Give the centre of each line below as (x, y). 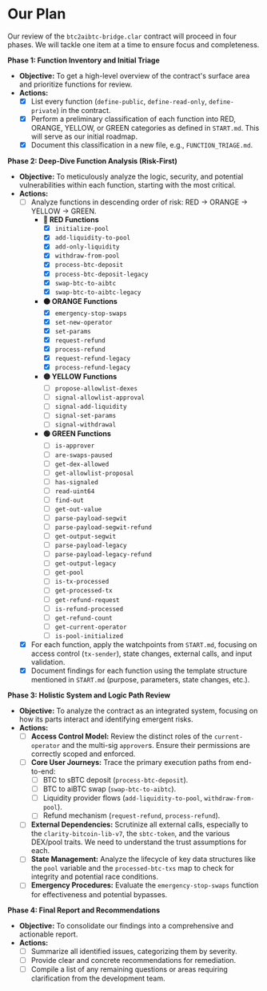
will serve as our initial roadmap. (84, 136)
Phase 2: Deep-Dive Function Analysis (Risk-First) (92, 161)
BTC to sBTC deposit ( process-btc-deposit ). (116, 780)
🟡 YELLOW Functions (80, 377)
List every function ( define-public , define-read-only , (119, 101)
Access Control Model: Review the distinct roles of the (122, 736)
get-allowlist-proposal (94, 473)
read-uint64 (75, 491)
